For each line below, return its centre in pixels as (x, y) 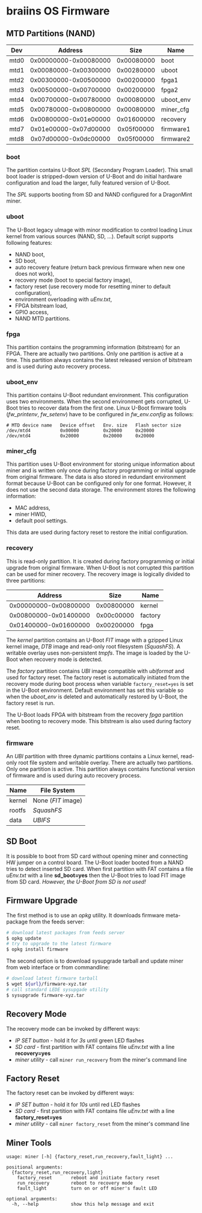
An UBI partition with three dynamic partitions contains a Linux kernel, (93, 756)
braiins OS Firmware (58, 11)
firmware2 (176, 139)
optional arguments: (32, 1199)
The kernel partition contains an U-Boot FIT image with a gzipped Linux (95, 640)
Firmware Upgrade (42, 901)
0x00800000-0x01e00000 (70, 119)
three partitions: (26, 580)
